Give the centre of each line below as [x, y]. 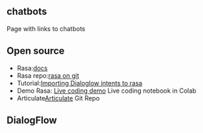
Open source [36, 51]
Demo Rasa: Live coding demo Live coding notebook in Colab [106, 91]
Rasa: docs [32, 68]
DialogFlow [32, 121]
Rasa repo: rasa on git [48, 75]
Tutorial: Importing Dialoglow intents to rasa [80, 83]
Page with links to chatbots [46, 28]
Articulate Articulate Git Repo [58, 98]
